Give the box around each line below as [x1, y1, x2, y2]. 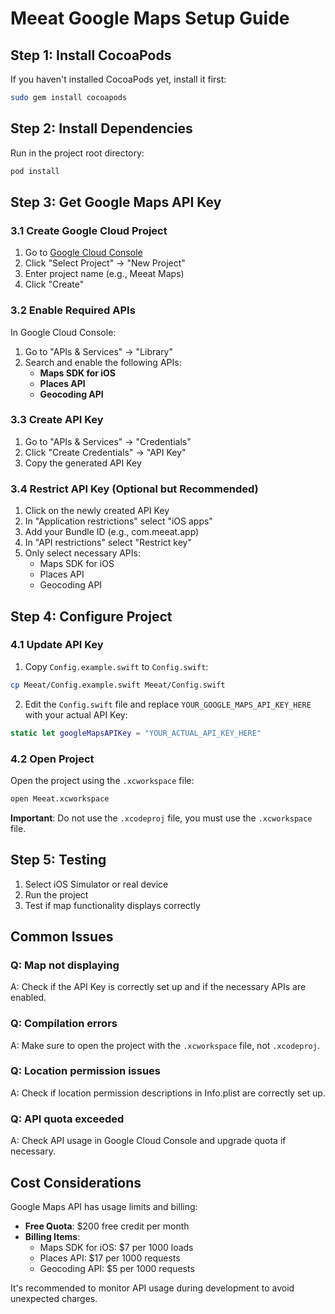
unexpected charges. [10, 1292, 98, 1304]
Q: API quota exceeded [10, 1112, 125, 1126]
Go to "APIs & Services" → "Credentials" [24, 435, 192, 447]
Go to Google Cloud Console [24, 247, 143, 259]
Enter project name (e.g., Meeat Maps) [24, 268, 185, 280]
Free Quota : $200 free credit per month [24, 1220, 190, 1232]
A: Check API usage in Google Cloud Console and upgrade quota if [10, 1135, 287, 1147]
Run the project [24, 888, 89, 901]
